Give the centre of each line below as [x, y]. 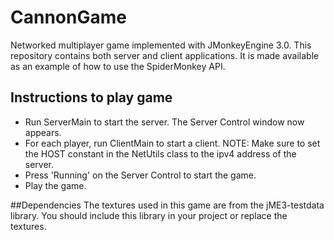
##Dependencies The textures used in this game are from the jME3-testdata [167, 205]
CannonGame [68, 17]
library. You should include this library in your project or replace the [149, 215]
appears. [43, 132]
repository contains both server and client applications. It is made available [165, 55]
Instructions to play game [91, 97]
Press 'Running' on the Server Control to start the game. [140, 175]
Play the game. [55, 185]
